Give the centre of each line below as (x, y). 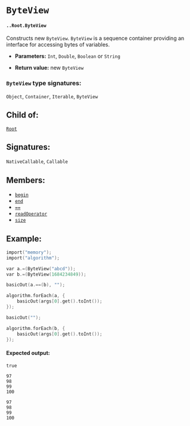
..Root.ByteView (26, 26)
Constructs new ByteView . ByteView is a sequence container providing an (95, 38)
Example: (24, 238)
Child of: (22, 115)
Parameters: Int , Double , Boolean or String (68, 56)
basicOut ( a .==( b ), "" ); (36, 285)
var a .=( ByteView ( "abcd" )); (41, 268)
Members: (26, 180)
